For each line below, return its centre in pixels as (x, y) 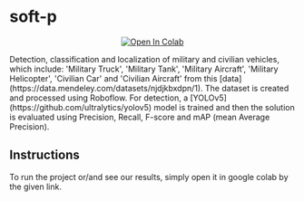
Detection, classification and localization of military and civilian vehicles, (144, 59)
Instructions (44, 155)
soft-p (33, 17)
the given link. (35, 187)
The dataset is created (247, 88)
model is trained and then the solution (224, 107)
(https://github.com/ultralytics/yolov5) (81, 107)
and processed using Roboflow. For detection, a (99, 98)
